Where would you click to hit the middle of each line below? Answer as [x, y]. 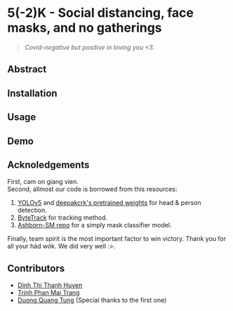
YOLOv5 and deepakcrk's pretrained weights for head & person [109, 203]
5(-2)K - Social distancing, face [101, 13]
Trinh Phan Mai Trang [48, 293]
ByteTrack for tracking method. [62, 218]
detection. [32, 210]
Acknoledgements [48, 165]
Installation [32, 93]
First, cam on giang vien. [43, 182]
